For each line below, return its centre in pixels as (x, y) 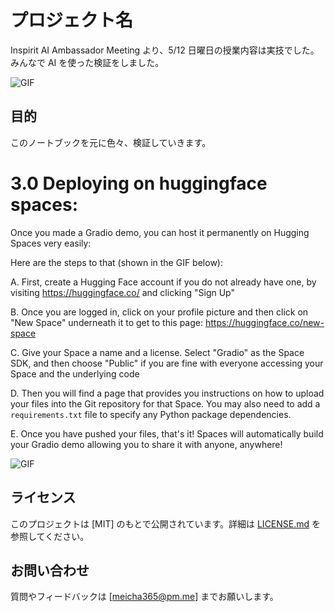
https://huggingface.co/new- (264, 322)
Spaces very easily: (51, 243)
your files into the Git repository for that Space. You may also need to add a (165, 403)
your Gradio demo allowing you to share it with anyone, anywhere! (146, 444)
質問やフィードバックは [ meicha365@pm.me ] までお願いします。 (144, 597)
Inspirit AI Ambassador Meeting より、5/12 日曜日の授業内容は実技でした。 (165, 50)
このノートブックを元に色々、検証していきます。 (111, 142)
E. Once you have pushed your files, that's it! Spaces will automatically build (167, 433)
